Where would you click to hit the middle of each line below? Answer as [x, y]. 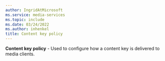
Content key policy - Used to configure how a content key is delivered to [82, 48]
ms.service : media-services [35, 15]
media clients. [20, 54]
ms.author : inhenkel [27, 29]
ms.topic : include [25, 19]
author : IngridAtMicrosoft [34, 10]
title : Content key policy [34, 34]
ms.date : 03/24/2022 [27, 24]
